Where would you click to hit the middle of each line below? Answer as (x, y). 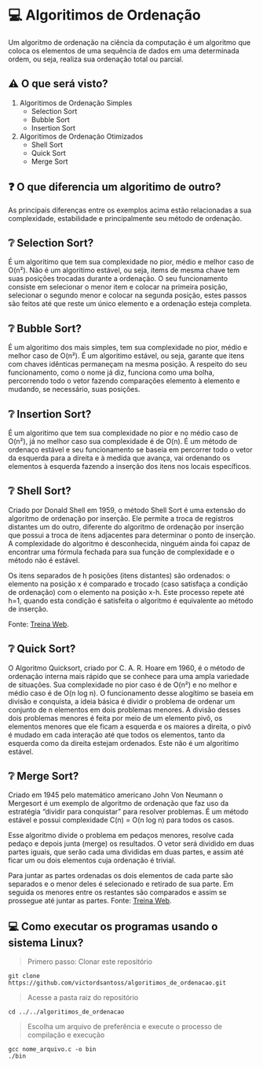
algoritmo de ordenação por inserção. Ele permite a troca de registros (121, 518)
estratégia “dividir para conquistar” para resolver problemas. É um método (128, 812)
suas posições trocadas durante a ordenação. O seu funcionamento (118, 279)
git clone (24, 977)
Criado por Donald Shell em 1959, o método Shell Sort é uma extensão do (127, 510)
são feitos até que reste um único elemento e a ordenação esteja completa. (130, 304)
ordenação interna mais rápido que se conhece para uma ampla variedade (129, 676)
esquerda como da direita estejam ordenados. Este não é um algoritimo (124, 743)
